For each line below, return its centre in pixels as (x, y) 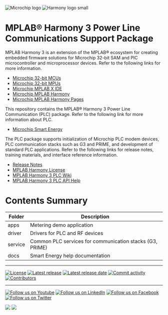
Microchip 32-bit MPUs (36, 83)
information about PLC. (29, 119)
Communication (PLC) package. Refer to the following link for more (74, 114)
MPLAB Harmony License (39, 169)
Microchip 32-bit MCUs (37, 78)
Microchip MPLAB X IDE (37, 88)
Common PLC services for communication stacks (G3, (93, 241)
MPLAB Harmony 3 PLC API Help (46, 180)
